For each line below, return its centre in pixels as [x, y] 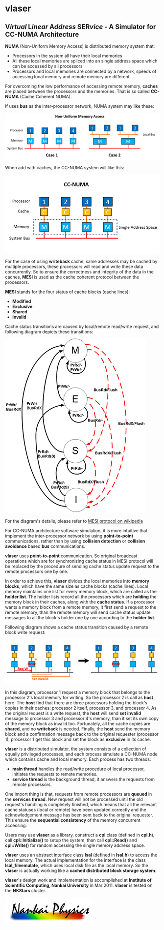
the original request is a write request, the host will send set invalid [73, 713]
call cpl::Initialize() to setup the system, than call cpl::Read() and [71, 840]
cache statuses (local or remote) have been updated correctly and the [76, 810]
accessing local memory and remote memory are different [71, 76]
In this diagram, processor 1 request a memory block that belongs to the [78, 692]
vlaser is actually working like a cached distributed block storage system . [81, 870]
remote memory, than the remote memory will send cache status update [78, 612]
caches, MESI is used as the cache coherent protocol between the [72, 277]
